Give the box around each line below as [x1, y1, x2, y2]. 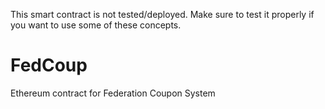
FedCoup [10, 54, 88, 77]
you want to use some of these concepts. [10, 19, 182, 31]
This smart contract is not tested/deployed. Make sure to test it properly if [10, 9, 315, 20]
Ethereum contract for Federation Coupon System [10, 87, 216, 99]
